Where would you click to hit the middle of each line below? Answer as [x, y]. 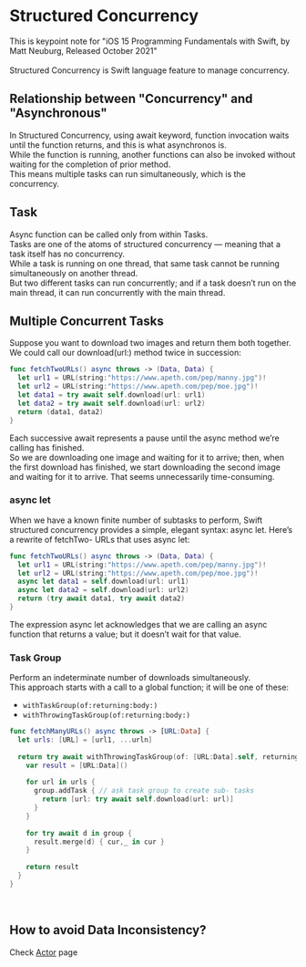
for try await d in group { [79, 833]
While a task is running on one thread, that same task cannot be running [145, 263]
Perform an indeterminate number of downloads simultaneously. [130, 678]
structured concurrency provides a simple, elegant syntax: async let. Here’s [151, 529]
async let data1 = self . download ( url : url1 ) [103, 582]
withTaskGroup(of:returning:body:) [90, 706]
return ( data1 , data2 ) [61, 411]
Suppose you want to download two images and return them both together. [150, 343]
